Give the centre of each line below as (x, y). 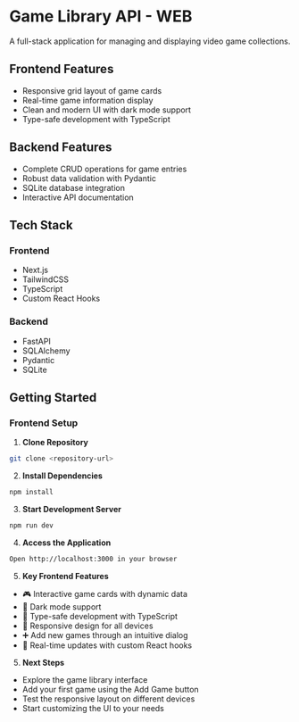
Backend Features (61, 148)
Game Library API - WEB (101, 17)
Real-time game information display (87, 100)
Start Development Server (72, 509)
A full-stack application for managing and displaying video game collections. (150, 41)
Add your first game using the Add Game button (110, 689)
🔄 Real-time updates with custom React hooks (107, 645)
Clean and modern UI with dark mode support (107, 110)
